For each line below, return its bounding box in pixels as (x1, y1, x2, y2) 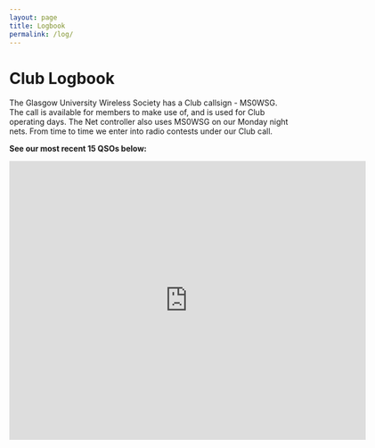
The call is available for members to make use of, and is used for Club (9, 107, 265, 118)
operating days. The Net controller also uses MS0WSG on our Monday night (9, 117, 289, 128)
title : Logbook (9, 21, 66, 30)
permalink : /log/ (9, 29, 74, 38)
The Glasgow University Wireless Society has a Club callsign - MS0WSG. (9, 97, 278, 108)
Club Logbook (9, 68, 115, 88)
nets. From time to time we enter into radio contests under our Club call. (9, 126, 273, 137)
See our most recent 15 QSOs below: (9, 144, 147, 154)
